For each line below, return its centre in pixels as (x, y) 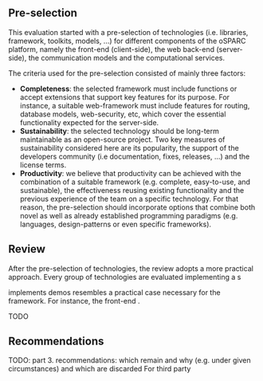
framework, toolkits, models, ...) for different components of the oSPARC (127, 41)
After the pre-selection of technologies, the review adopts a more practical (131, 268)
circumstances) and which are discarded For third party (100, 369)
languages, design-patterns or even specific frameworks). (116, 224)
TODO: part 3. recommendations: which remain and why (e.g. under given (130, 360)
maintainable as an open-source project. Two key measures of (122, 139)
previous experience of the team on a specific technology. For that (129, 198)
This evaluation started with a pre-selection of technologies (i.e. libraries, (128, 32)
